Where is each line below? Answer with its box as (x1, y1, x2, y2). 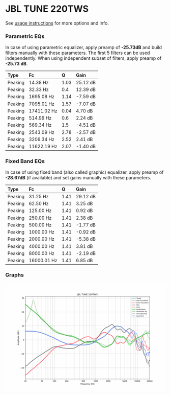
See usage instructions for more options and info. (5, 20, 109, 26)
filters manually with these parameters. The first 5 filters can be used (5, 50, 150, 56)
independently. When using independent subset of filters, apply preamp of (5, 55, 162, 61)
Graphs (5, 271, 24, 278)
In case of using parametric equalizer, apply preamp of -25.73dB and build (5, 44, 162, 51)
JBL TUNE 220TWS (5, 3, 89, 15)
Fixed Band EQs (5, 157, 45, 165)
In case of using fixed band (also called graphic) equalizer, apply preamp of (5, 169, 164, 175)
